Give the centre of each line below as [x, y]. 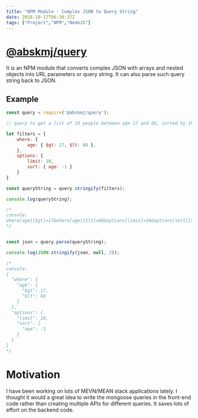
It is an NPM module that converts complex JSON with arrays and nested [95, 68]
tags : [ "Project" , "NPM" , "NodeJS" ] [49, 22]
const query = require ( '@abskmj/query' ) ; [58, 113]
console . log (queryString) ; [39, 199]
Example [22, 99]
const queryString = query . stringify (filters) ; [66, 188]
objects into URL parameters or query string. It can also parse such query [95, 74]
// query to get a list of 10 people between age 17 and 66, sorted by [96, 123]
